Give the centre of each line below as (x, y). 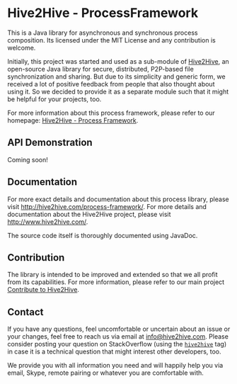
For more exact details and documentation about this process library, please (118, 199)
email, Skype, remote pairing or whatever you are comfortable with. (105, 373)
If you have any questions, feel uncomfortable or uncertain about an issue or (119, 329)
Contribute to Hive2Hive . (44, 290)
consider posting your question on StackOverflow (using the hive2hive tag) (117, 344)
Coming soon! (28, 159)
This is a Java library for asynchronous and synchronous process (103, 33)
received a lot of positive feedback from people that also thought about (111, 84)
